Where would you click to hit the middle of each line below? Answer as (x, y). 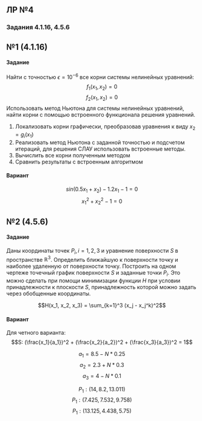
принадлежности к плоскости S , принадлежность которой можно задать (101, 287)
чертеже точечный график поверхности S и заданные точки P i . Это (93, 274)
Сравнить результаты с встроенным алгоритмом (79, 162)
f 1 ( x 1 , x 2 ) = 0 (102, 87)
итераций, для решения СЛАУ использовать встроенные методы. (100, 149)
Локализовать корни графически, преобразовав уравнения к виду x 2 (105, 127)
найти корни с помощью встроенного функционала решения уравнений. (101, 115)
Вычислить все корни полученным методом (72, 155)
